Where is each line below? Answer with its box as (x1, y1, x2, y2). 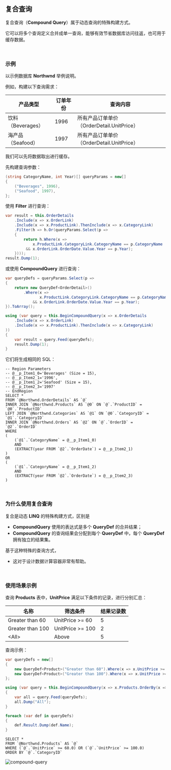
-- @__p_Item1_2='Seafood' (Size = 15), (5, 380, 93, 385)
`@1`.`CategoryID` (5, 415, 44, 421)
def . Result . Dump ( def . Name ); (14, 723, 74, 728)
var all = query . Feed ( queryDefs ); (14, 695, 88, 700)
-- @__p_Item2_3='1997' (5, 384, 56, 389)
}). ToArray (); (5, 304, 36, 309)
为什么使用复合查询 (5, 500, 52, 507)
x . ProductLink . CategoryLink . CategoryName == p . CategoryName (32, 241, 163, 247)
